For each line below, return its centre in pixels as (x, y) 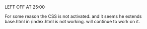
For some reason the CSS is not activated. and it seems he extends (73, 16)
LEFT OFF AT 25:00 (25, 7)
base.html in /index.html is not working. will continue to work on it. (72, 22)
